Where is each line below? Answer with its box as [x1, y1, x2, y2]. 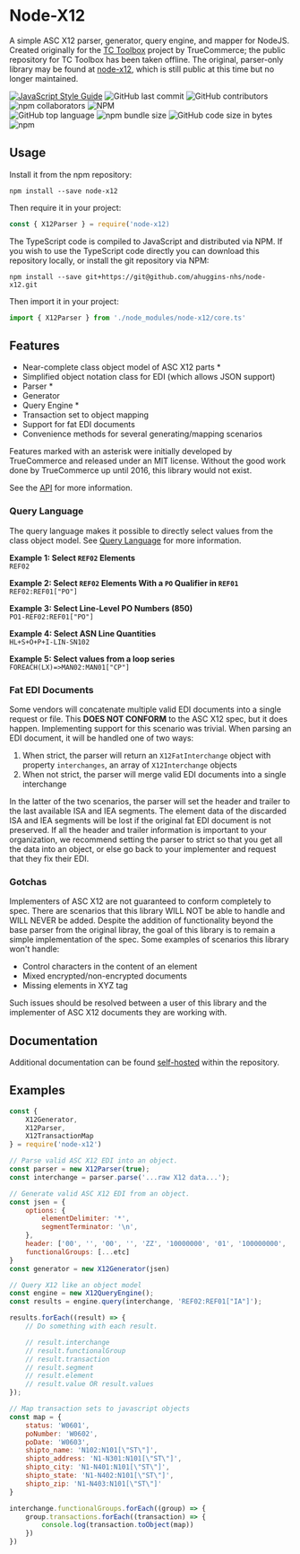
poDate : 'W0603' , [25, 1437, 90, 1446]
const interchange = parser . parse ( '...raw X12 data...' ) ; [9, 1172, 230, 1181]
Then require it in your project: [9, 202, 122, 213]
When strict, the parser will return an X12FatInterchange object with [21, 750, 271, 760]
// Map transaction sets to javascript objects [9, 1404, 191, 1414]
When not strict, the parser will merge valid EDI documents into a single [21, 768, 287, 779]
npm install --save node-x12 [9, 186, 118, 196]
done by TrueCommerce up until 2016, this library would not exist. [9, 465, 253, 476]
